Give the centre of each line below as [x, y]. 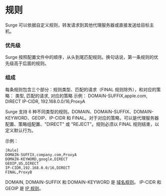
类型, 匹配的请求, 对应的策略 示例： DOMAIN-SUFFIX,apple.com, [81, 96]
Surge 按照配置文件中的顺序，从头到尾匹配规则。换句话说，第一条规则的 [80, 57]
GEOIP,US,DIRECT [22, 163]
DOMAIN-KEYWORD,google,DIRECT [37, 159]
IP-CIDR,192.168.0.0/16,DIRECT [38, 168]
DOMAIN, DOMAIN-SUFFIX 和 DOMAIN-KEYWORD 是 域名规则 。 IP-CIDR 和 [83, 182]
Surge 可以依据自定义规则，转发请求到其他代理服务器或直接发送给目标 [77, 25]
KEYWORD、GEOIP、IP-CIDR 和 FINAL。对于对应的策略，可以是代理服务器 [82, 118]
